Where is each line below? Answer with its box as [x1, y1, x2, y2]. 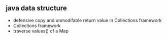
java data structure [6, 4, 68, 12]
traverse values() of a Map [13, 27, 69, 34]
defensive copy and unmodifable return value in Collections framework [13, 17, 162, 23]
